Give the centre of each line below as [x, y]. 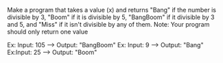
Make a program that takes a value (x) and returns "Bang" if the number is [111, 10]
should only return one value [48, 32]
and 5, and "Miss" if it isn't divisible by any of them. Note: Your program [108, 24]
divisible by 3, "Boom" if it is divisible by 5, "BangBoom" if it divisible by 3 [111, 17]
